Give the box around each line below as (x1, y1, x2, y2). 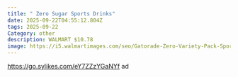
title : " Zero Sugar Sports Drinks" (7, 10, 115, 17)
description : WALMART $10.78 (7, 36, 93, 43)
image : (7, 43, 27, 50)
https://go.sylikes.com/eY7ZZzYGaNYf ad (7, 62, 129, 70)
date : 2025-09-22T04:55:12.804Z (7, 17, 103, 24)
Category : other (7, 29, 55, 37)
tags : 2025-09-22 (7, 23, 59, 30)
